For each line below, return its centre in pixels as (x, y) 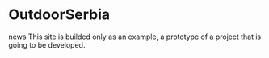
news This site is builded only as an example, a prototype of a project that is (135, 37)
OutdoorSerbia (59, 15)
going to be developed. (47, 44)
